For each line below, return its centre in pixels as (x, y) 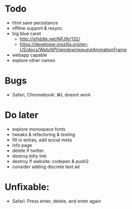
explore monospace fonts (39, 129)
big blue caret (27, 33)
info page (22, 145)
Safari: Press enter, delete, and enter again (57, 201)
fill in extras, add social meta (42, 140)
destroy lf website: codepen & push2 (50, 161)
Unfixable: (27, 187)
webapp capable (30, 55)
